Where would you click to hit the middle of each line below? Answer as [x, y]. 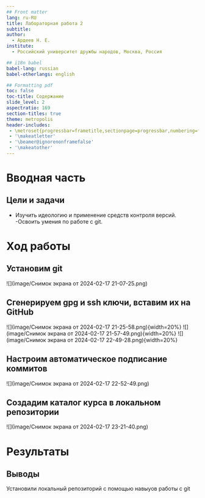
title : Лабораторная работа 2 [45, 23]
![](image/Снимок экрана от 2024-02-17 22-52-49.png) [78, 383]
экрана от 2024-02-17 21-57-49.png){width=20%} [112, 333]
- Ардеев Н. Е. [31, 40]
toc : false [20, 91]
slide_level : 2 [26, 102]
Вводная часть [46, 178]
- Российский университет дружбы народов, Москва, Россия [87, 52]
